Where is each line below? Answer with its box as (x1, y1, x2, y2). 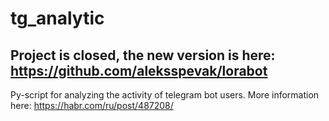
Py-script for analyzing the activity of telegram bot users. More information (10, 89, 320, 101)
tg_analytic (10, 7, 105, 30)
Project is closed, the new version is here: (10, 47, 276, 64)
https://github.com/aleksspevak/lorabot (10, 62, 268, 79)
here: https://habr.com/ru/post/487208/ (10, 100, 174, 111)
